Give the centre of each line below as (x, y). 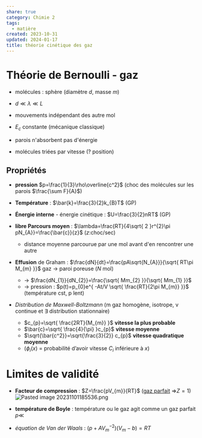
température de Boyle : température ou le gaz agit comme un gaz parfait (105, 409)
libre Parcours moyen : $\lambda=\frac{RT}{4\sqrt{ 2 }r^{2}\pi (93, 226)
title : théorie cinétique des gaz (50, 46)
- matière (24, 29)
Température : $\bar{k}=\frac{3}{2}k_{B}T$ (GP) (76, 203)
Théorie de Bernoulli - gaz (72, 75)
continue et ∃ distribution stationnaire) (62, 311)
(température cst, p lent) (54, 293)
